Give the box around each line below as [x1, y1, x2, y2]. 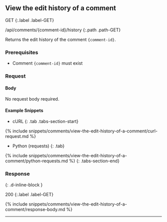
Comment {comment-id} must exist [12, 60, 83, 66]
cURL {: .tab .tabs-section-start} [12, 118, 79, 124]
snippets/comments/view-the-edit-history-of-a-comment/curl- [28, 128, 158, 134]
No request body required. [5, 96, 60, 102]
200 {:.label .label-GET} [5, 191, 54, 197]
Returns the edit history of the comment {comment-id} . [5, 36, 116, 42]
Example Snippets [5, 107, 44, 113]
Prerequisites [5, 49, 38, 56]
